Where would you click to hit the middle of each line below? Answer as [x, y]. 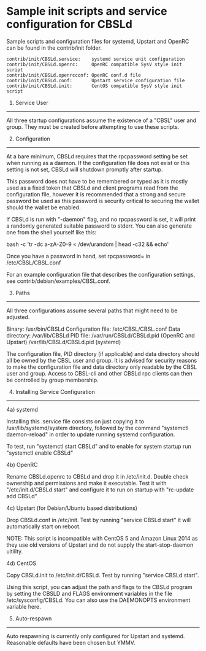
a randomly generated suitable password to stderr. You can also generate [99, 226]
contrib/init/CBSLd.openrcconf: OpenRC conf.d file [74, 75]
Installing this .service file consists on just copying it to [75, 421]
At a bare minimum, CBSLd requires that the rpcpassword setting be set [97, 156]
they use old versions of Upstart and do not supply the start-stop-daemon [100, 545]
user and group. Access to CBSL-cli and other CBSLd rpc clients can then [100, 373]
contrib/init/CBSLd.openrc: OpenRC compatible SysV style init [94, 64]
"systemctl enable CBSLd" [40, 453]
